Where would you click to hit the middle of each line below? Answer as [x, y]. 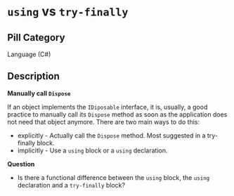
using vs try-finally [68, 12]
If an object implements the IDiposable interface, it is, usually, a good [108, 107]
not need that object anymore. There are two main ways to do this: [104, 122]
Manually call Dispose [39, 93]
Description [33, 76]
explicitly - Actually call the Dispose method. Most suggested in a [111, 135]
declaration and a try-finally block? [71, 185]
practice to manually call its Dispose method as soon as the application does [117, 114]
